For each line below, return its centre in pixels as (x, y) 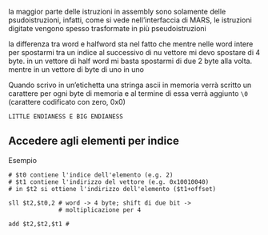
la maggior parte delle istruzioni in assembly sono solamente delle (117, 12)
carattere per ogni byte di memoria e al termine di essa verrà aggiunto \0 (128, 94)
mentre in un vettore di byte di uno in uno (76, 70)
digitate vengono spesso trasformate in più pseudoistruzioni (107, 28)
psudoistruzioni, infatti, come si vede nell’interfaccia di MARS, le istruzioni (130, 20)
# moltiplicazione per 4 (100, 210)
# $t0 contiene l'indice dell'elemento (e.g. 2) (91, 175)
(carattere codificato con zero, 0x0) (67, 102)
